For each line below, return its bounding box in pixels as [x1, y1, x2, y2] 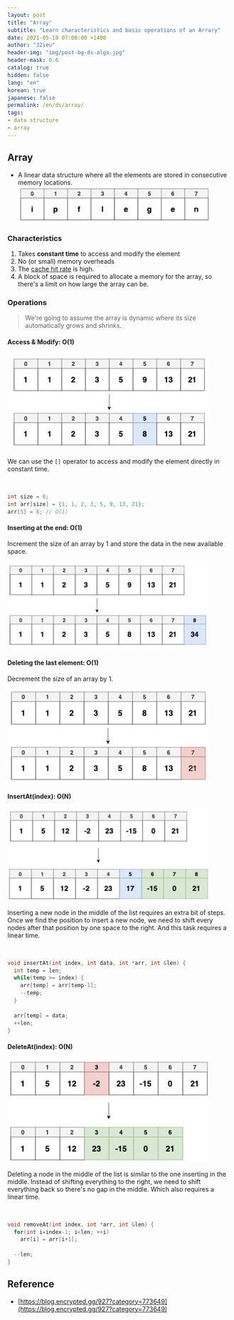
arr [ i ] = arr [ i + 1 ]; [20, 1236, 78, 1243]
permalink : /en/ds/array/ [7, 102, 84, 109]
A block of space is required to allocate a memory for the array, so [17, 272, 212, 281]
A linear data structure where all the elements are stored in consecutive [17, 170, 228, 179]
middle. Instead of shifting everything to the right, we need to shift [7, 1177, 201, 1186]
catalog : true [7, 64, 50, 71]
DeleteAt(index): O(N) [7, 1042, 73, 1051]
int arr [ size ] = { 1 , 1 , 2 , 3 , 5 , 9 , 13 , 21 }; [7, 500, 145, 507]
